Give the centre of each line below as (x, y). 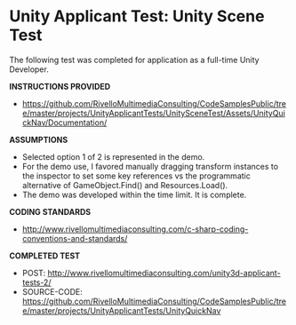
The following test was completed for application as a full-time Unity (134, 59)
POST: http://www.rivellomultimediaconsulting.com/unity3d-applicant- (152, 273)
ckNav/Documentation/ (64, 123)
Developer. (29, 69)
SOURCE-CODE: (52, 291)
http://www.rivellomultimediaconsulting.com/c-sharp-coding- (135, 229)
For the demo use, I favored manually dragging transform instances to (150, 166)
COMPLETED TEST (45, 256)
